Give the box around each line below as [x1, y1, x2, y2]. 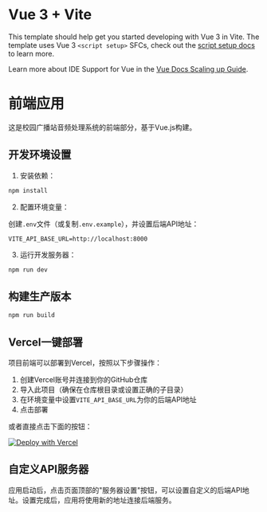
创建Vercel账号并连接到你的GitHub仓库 [19, 374, 148, 384]
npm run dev [8, 265, 48, 274]
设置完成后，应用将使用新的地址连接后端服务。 [22, 495, 176, 505]
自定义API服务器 [8, 463, 89, 476]
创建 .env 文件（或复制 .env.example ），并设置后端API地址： [8, 219, 199, 229]
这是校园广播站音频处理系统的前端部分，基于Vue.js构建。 [8, 122, 197, 132]
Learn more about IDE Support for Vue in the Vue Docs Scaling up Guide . [8, 64, 249, 73]
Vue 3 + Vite [8, 6, 92, 24]
